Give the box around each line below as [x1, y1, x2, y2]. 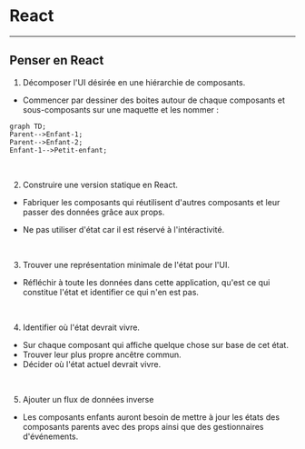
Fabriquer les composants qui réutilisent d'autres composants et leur [22, 196, 280, 207]
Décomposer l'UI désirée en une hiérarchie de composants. [22, 76, 246, 87]
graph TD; [9, 122, 47, 131]
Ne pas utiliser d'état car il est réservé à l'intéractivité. [22, 224, 225, 234]
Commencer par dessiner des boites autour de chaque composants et [22, 95, 286, 105]
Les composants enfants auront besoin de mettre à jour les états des [22, 411, 280, 423]
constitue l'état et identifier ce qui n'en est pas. [22, 286, 200, 297]
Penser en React [9, 53, 104, 68]
